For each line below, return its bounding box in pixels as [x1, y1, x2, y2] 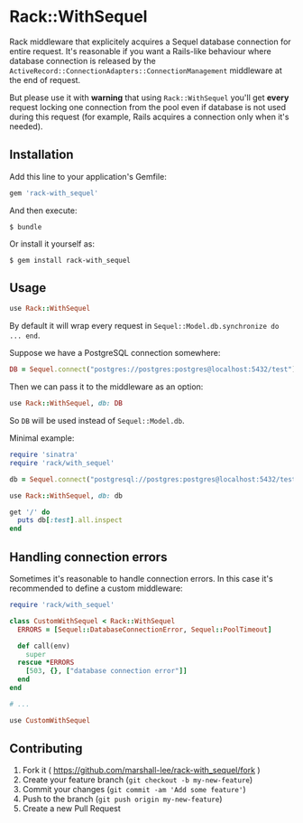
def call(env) [17, 641, 70, 650]
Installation [9, 147, 74, 163]
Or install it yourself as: [9, 238, 95, 249]
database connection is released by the [9, 55, 156, 66]
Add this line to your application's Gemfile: [9, 171, 167, 182]
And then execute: [9, 205, 78, 216]
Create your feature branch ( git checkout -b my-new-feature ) [22, 774, 253, 785]
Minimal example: [9, 433, 75, 444]
